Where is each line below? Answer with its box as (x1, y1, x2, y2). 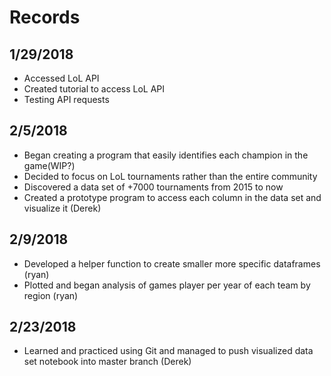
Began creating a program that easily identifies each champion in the (23, 149, 309, 161)
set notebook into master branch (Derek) (23, 356, 192, 368)
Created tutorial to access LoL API (23, 83, 166, 95)
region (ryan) (23, 289, 79, 301)
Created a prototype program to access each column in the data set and (23, 191, 322, 203)
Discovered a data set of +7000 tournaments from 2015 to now (23, 181, 284, 193)
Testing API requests (23, 94, 110, 105)
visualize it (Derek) (23, 202, 102, 214)
